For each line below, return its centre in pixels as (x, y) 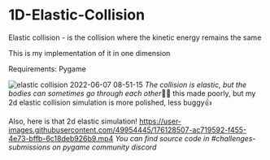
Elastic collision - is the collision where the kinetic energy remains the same (135, 37)
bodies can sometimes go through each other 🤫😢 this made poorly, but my (132, 93)
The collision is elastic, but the (196, 84)
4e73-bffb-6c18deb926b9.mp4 (61, 138)
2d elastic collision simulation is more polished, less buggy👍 (110, 102)
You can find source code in (162, 138)
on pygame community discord (105, 147)
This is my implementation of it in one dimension (89, 53)
